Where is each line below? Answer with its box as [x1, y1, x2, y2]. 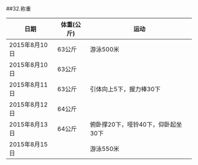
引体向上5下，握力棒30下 [90, 85, 161, 93]
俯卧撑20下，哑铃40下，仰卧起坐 [90, 120, 183, 128]
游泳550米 [90, 145, 120, 153]
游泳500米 [90, 45, 120, 53]
